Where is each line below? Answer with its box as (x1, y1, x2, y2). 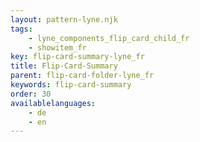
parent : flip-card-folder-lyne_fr (10, 71, 155, 81)
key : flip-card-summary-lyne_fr (10, 52, 145, 62)
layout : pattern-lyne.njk (10, 14, 118, 25)
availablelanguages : (10, 98, 97, 108)
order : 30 (10, 89, 52, 99)
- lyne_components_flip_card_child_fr (28, 33, 190, 43)
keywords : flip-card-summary (10, 80, 132, 90)
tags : (10, 24, 33, 34)
